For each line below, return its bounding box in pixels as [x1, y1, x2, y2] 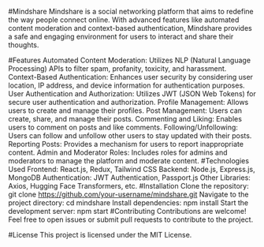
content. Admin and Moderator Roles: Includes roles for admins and [8, 148, 228, 157]
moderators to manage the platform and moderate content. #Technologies [8, 156, 250, 165]
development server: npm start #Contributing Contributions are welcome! [8, 207, 247, 215]
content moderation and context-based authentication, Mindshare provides [8, 24, 252, 32]
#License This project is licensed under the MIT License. [8, 230, 192, 239]
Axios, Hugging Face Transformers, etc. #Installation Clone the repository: [8, 182, 250, 190]
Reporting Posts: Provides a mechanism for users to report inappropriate [8, 140, 244, 148]
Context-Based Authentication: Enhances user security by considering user [8, 73, 254, 81]
